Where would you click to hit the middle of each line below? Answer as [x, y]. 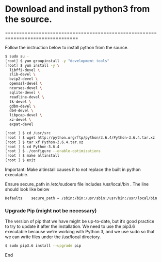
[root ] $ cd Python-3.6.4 [32, 147]
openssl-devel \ [26, 84]
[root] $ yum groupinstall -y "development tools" [57, 61]
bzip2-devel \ [24, 79]
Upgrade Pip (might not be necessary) [51, 210]
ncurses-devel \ [26, 88]
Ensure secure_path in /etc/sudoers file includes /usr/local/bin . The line [77, 184]
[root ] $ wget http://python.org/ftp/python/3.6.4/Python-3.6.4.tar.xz [80, 137]
